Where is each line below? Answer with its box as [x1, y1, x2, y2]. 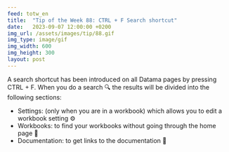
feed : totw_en [7, 10, 49, 18]
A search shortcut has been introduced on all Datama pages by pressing [7, 75, 217, 83]
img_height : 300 [7, 50, 55, 57]
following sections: [7, 92, 62, 102]
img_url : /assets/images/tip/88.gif [7, 29, 115, 37]
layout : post [7, 56, 46, 63]
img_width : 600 [7, 43, 52, 50]
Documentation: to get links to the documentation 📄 [17, 136, 167, 144]
